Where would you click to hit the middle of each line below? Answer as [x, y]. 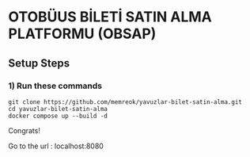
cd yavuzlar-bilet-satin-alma [58, 109]
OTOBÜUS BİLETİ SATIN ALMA [110, 17]
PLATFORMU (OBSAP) [82, 34]
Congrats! [25, 130]
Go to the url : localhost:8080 [56, 146]
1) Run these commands [55, 86]
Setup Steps [39, 63]
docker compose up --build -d [58, 116]
